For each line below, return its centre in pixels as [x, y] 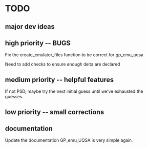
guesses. [14, 97]
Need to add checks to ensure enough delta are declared [63, 64]
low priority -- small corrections [54, 112]
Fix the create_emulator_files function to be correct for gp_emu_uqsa [74, 55]
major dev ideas [30, 27]
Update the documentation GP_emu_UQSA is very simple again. [69, 140]
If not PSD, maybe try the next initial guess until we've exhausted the [74, 91]
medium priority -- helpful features [59, 79]
